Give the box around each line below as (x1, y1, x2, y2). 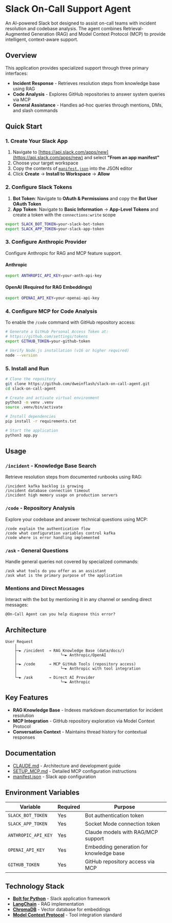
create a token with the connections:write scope (12, 211, 116, 218)
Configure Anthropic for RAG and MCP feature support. (5, 250, 122, 256)
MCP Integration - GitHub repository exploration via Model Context (12, 718, 155, 724)
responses (12, 734, 35, 740)
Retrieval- (122, 25, 144, 31)
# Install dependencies (5, 414, 56, 419)
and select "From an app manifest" (84, 155, 160, 161)
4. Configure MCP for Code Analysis (5, 308, 97, 315)
